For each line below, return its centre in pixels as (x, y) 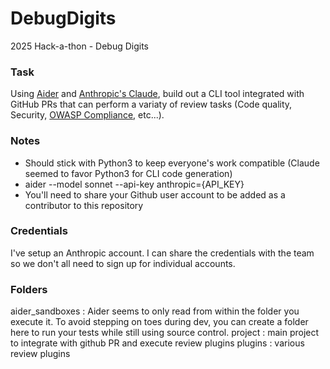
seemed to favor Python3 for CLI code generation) (128, 173)
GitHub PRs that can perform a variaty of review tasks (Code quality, (151, 104)
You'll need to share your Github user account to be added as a (155, 194)
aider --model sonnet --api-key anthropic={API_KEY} (134, 184)
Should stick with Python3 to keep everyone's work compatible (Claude (172, 163)
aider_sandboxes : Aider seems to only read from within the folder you (155, 311)
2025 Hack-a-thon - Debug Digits (79, 46)
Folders (29, 289)
